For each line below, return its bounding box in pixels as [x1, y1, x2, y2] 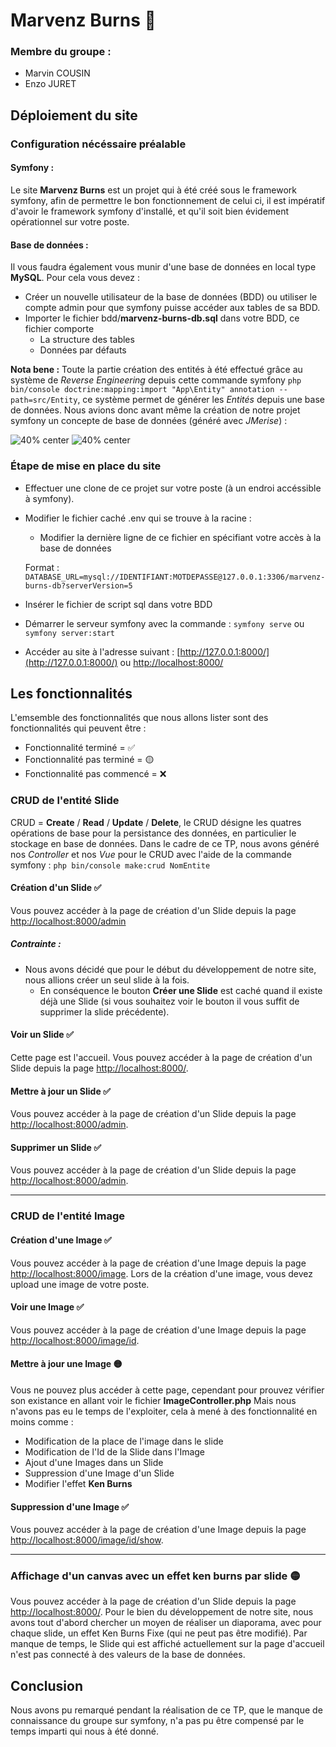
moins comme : [10, 1415, 74, 1428]
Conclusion [10, 1677, 84, 1694]
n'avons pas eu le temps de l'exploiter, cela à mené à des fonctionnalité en [10, 1405, 318, 1417]
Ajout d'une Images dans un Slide [24, 1456, 164, 1468]
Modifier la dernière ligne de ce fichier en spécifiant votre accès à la [39, 531, 322, 543]
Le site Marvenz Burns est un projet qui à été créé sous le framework [10, 184, 297, 196]
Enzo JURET [24, 78, 77, 90]
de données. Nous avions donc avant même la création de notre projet [10, 404, 301, 416]
